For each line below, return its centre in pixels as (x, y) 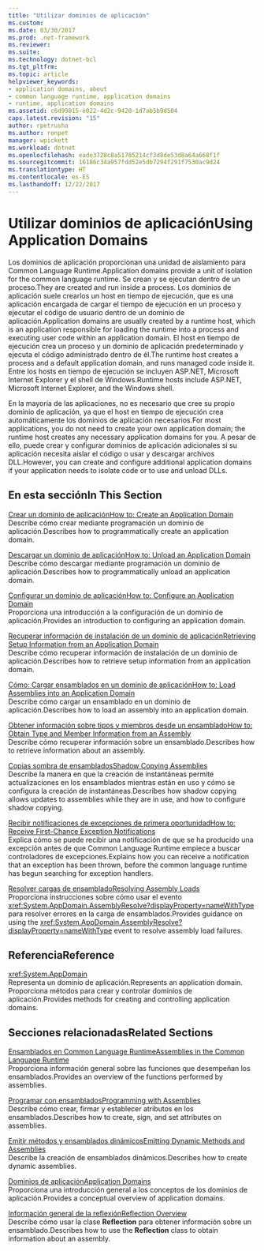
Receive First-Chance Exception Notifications (82, 831)
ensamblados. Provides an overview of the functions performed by (115, 1077)
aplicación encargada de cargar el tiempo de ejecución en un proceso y (125, 304)
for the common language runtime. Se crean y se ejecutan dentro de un (124, 279)
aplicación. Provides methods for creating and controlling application (119, 999)
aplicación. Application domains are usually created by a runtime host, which (132, 321)
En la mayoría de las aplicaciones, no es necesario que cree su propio (121, 403)
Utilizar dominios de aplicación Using (131, 223)
